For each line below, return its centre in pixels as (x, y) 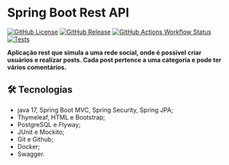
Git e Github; (35, 139)
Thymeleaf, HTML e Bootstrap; (61, 117)
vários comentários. (37, 67)
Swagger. (31, 154)
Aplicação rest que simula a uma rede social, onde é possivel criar (104, 52)
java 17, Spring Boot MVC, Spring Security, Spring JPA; (95, 110)
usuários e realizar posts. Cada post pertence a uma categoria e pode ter (114, 59)
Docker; (28, 146)
